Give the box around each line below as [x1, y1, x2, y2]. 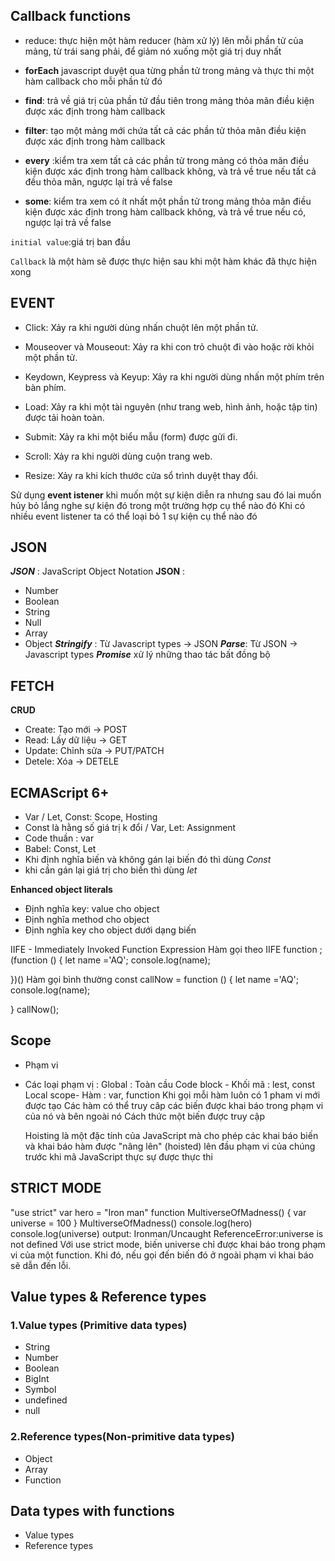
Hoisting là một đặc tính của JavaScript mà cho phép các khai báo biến [24, 1129, 319, 1141]
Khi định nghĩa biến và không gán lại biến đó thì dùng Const [24, 854, 272, 866]
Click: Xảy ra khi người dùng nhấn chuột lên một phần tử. [24, 321, 259, 333]
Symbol [24, 1384, 57, 1396]
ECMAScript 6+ [10, 784, 110, 801]
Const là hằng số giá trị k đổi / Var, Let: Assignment [24, 822, 237, 834]
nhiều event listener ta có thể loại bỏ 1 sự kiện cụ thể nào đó [10, 510, 258, 522]
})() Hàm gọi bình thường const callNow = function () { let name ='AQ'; [10, 974, 299, 986]
